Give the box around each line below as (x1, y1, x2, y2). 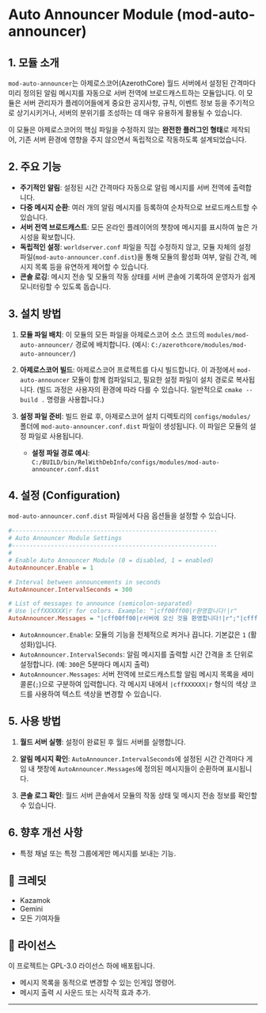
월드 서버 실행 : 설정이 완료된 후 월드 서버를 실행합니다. (19, 737, 186, 746)
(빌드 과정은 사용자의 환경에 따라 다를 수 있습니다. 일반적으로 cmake (36, 384, 243, 394)
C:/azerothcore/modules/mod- (150, 341, 248, 349)
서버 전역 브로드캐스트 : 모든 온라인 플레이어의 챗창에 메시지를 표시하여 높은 (19, 222, 250, 231)
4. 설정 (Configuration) (8, 489, 121, 502)
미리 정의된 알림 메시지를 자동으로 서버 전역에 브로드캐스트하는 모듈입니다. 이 (8, 89, 245, 97)
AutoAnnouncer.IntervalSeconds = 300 (8, 585, 133, 593)
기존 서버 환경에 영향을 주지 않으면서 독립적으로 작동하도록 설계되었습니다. (18, 135, 247, 144)
